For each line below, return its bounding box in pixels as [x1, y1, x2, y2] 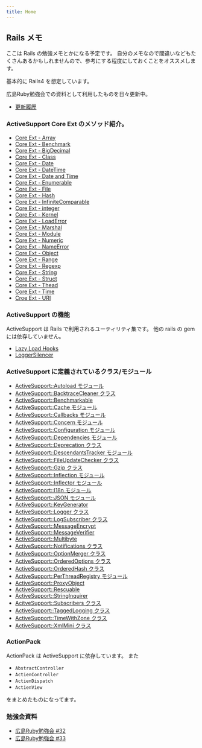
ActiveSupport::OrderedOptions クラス [14, 557, 112, 565]
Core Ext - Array [14, 134, 56, 141]
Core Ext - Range [14, 256, 58, 263]
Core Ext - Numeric [14, 236, 63, 244]
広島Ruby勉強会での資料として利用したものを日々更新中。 [6, 90, 151, 98]
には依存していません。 [6, 333, 65, 340]
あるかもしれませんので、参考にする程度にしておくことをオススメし [22, 57, 191, 65]
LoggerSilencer [14, 351, 54, 359]
